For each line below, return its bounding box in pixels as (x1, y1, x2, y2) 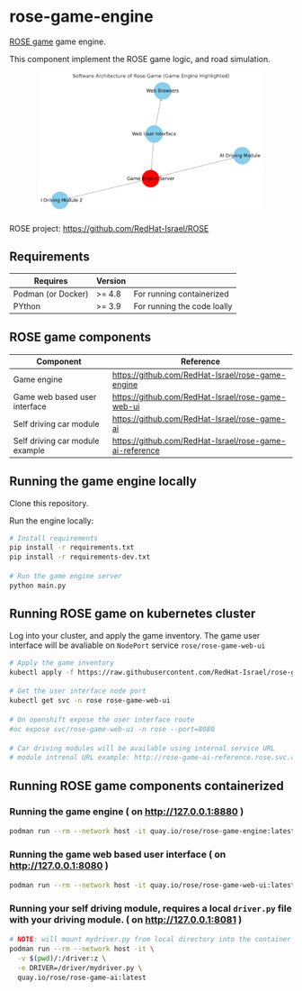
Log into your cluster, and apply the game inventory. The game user (9, 630, 261, 641)
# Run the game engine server (9, 572, 123, 581)
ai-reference (111, 445, 160, 456)
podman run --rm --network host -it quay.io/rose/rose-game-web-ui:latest (9, 881, 296, 890)
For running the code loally (133, 301, 233, 312)
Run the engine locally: (9, 515, 94, 526)
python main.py (9, 581, 67, 590)
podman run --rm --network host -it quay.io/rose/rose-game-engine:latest (9, 826, 296, 835)
